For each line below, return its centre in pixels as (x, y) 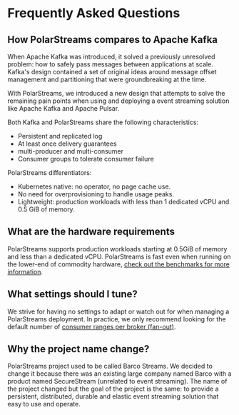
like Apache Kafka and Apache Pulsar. (63, 108)
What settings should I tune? (72, 294)
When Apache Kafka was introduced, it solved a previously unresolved (111, 56)
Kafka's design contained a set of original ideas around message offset (112, 72)
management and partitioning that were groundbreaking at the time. (107, 79)
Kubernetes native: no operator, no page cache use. (94, 186)
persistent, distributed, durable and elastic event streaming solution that (113, 396)
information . (25, 271)
